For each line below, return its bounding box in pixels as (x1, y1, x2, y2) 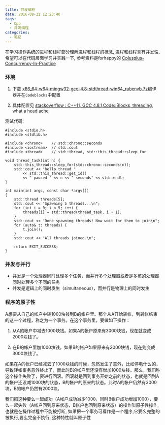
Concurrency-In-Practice (5, 60, 56, 66)
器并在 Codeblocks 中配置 (12, 92, 61, 98)
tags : (5, 16, 16, 21)
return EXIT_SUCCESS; (14, 244, 58, 249)
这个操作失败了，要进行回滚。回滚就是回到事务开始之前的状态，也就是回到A (5, 373, 159, 379)
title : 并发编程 (5, 7, 35, 12)
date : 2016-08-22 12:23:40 (5, 12, 61, 17)
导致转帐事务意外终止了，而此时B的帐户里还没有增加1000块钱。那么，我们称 (5, 367, 161, 373)
